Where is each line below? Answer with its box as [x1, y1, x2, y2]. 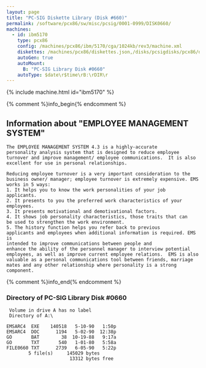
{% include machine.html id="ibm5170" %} [6, 88, 115, 96]
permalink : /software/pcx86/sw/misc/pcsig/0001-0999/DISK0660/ [6, 20, 172, 26]
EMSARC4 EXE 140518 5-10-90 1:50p [6, 323, 116, 330]
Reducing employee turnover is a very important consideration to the [6, 171, 191, 177]
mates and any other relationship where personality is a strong [6, 262, 177, 269]
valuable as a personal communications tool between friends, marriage [6, 257, 193, 263]
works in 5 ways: [6, 182, 51, 188]
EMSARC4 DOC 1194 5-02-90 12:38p [6, 329, 116, 335]
